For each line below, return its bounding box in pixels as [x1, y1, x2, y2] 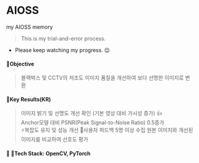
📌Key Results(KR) [6, 96, 51, 103]
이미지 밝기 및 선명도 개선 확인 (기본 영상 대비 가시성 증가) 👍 [20, 110, 163, 117]
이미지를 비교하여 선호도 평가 [20, 136, 88, 143]
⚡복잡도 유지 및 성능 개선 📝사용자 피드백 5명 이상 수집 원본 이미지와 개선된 [20, 127, 194, 134]
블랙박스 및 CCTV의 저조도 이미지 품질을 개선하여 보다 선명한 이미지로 [20, 74, 184, 81]
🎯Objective [6, 60, 35, 67]
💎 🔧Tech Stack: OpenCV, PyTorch [6, 150, 91, 157]
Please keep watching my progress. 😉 [14, 46, 111, 54]
